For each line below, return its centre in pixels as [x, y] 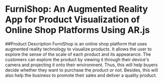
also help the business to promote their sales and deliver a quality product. [81, 75]
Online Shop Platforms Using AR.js [78, 30]
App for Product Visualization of [72, 20]
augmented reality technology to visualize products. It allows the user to [79, 49]
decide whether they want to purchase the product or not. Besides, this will [81, 70]
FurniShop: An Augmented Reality [77, 9]
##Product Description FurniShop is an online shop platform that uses [76, 43]
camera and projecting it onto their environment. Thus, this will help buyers [81, 65]
